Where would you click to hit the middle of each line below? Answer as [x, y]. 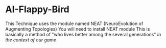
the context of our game [31, 40]
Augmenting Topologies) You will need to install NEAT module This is [78, 29]
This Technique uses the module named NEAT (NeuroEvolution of [74, 23]
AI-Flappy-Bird [38, 9]
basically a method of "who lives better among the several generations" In [83, 34]
